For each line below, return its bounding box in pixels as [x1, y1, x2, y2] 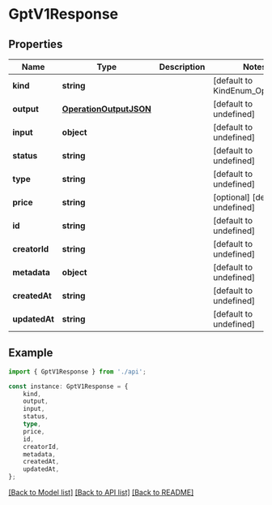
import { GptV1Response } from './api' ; [8, 367, 147, 376]
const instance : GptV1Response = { [8, 382, 129, 391]
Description [159, 62, 206, 72]
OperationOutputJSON [62, 103, 152, 114]
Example [8, 346, 53, 360]
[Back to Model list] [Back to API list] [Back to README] [8, 488, 194, 498]
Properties [8, 37, 63, 51]
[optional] [213, 192, 251, 203]
